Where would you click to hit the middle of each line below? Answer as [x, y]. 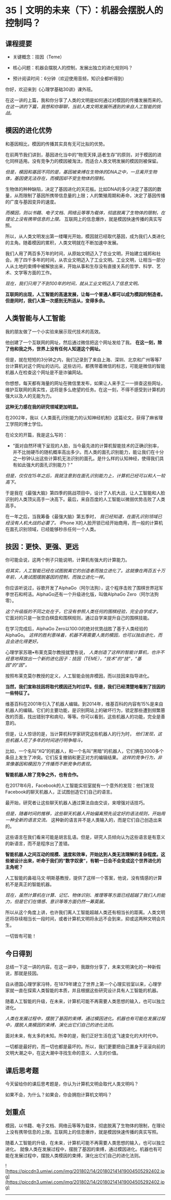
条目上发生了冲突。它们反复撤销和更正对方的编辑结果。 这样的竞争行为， [81, 757]
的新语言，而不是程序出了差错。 [39, 844]
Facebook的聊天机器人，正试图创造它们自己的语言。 [60, 792]
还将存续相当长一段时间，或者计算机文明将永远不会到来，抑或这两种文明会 [83, 919]
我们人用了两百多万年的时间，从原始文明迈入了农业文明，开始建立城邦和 [81, 253]
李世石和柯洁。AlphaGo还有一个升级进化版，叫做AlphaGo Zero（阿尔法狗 [82, 594]
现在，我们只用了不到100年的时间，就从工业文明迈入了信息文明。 [74, 283]
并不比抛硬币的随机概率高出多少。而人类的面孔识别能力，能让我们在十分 [88, 452]
